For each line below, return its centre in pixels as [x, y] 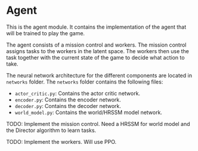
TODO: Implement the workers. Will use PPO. [61, 141]
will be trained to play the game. [46, 33]
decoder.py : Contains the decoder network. [68, 106]
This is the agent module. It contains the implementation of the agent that [96, 27]
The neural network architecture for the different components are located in [99, 75]
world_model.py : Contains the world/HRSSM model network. [89, 112]
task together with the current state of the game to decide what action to [95, 57]
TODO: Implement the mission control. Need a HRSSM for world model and [98, 124]
